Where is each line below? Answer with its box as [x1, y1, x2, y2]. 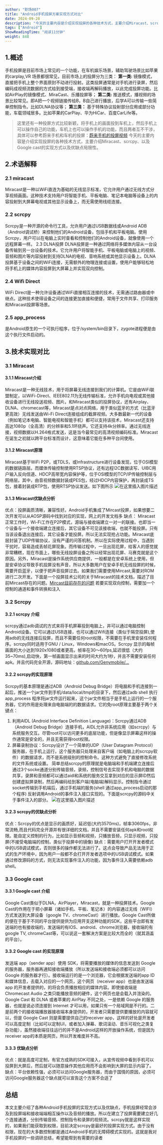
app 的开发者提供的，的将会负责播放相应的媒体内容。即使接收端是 [5, 985, 137, 990]
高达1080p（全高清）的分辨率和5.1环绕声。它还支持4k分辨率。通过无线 [5, 423, 147, 429]
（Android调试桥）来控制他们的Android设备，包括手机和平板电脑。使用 [5, 229, 147, 235]
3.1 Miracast [5, 362, 34, 369]
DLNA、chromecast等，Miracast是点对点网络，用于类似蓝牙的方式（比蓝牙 [5, 405, 156, 411]
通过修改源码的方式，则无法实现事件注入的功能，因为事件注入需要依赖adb [5, 857, 153, 863]
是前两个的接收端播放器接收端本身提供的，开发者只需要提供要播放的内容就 [5, 1009, 154, 1015]
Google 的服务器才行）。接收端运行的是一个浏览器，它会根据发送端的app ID [5, 972, 155, 978]
